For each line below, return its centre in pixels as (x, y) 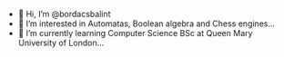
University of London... (61, 43)
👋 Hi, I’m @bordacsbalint (64, 14)
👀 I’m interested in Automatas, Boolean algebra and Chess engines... (147, 24)
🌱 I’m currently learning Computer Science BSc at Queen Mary (135, 33)
